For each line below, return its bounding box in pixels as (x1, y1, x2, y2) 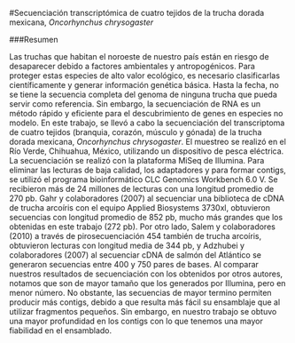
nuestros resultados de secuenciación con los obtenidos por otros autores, (9, 268, 283, 279)
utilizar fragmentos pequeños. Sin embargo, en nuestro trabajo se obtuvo (9, 307, 277, 316)
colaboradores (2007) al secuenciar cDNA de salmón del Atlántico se (9, 250, 261, 260)
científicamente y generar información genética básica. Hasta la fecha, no (9, 80, 279, 90)
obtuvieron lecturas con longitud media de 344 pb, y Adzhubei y (9, 240, 245, 251)
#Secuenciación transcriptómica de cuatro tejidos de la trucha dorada (9, 8, 265, 18)
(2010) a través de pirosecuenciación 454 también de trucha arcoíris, (9, 231, 262, 241)
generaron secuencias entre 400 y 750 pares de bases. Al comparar (9, 259, 260, 269)
